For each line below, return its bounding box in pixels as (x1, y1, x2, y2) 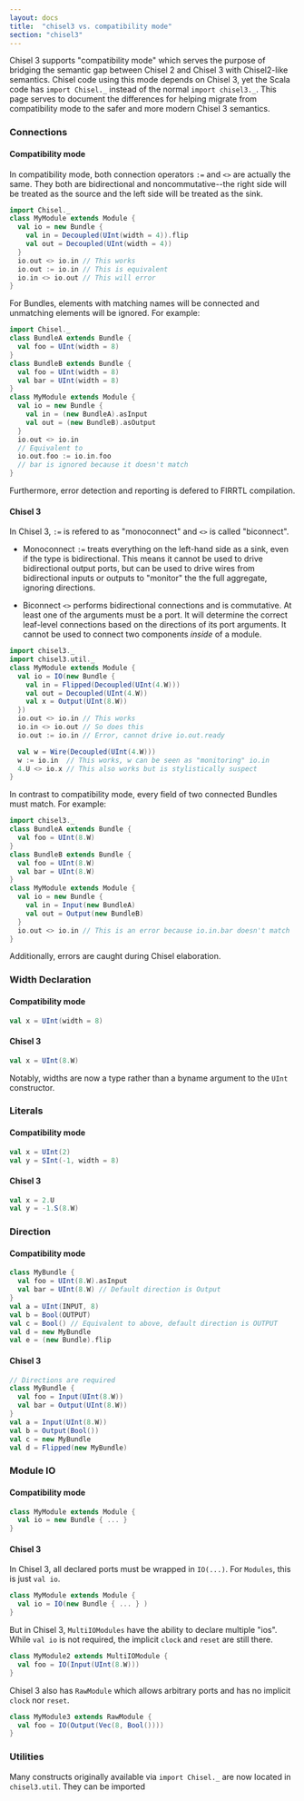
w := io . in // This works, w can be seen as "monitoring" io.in (17, 756, 270, 765)
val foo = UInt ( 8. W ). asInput (17, 1277, 128, 1286)
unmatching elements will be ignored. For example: (9, 308, 201, 319)
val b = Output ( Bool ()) (9, 1426, 100, 1435)
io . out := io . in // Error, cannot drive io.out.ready (17, 730, 225, 740)
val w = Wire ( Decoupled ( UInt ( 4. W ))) (17, 747, 156, 757)
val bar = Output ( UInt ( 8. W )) (17, 1400, 128, 1410)
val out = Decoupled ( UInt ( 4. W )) (25, 688, 148, 698)
